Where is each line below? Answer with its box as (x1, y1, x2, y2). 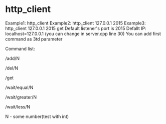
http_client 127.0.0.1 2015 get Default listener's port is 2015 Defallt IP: (5, 25, 146, 31)
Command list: (5, 45, 35, 51)
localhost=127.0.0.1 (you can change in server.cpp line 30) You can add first (5, 30, 161, 36)
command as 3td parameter (5, 36, 63, 42)
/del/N (5, 65, 19, 71)
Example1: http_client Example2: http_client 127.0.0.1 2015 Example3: (5, 20, 146, 26)
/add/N (5, 55, 20, 61)
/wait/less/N (5, 103, 31, 109)
